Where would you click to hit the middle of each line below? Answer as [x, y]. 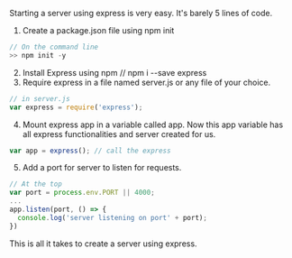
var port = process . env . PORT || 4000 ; [82, 193]
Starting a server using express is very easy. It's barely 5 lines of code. [141, 13]
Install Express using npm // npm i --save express [114, 72]
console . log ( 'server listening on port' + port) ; [112, 217]
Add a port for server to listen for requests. [102, 168]
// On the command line [54, 47]
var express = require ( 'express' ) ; [76, 107]
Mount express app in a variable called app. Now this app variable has [153, 124]
